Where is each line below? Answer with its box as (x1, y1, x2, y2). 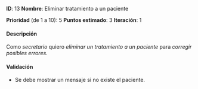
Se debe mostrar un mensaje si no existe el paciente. (14, 77, 145, 84)
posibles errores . (6, 50, 48, 57)
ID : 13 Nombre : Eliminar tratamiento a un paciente (6, 5, 129, 12)
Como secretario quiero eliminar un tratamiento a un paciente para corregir (6, 43, 192, 50)
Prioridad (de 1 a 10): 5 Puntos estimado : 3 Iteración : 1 (6, 17, 142, 23)
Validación (6, 63, 33, 70)
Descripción (6, 30, 38, 37)
